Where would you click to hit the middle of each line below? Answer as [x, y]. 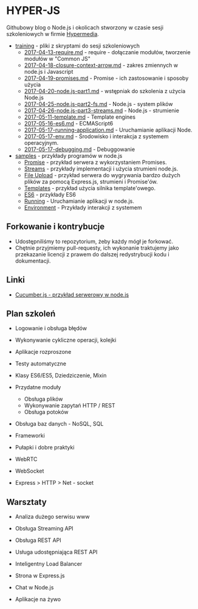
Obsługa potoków [46, 412]
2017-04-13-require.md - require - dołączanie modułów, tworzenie [107, 52]
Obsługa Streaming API [44, 529]
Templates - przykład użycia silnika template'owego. [90, 188]
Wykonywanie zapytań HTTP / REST [70, 406]
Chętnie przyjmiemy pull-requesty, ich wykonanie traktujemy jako [97, 248]
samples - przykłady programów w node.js [69, 155]
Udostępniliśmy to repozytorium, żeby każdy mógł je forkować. [94, 241]
